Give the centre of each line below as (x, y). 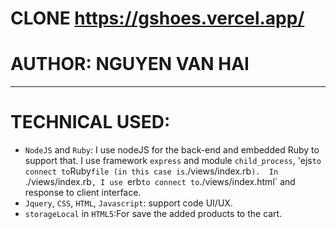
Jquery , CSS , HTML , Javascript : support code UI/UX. (128, 203)
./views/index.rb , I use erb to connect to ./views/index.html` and (160, 182)
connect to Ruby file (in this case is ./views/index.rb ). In (151, 171)
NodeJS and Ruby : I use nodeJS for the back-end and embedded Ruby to (172, 150)
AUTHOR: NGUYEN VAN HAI (130, 64)
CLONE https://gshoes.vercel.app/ (157, 18)
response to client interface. (83, 193)
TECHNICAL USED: (90, 122)
